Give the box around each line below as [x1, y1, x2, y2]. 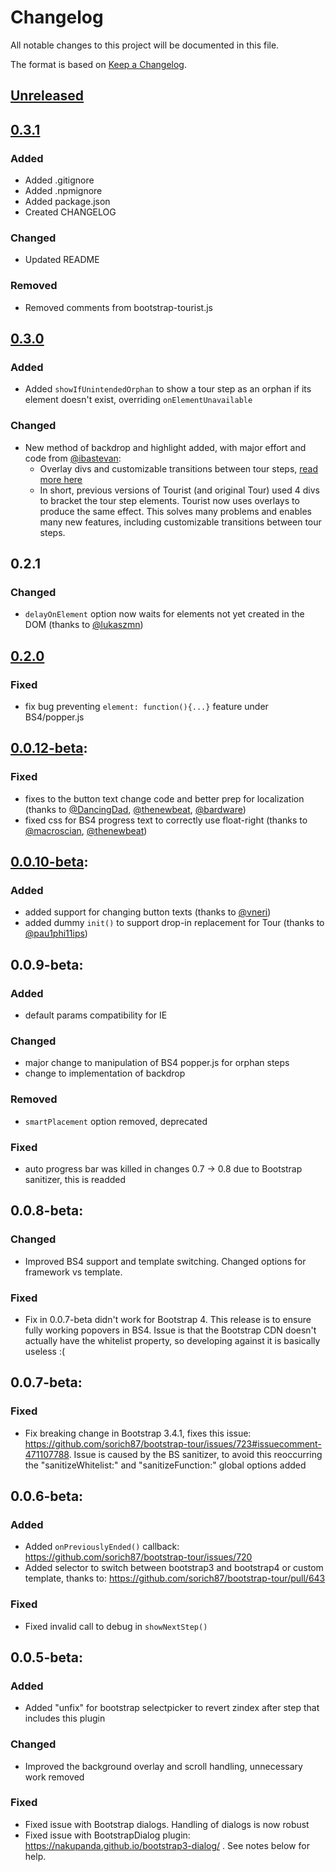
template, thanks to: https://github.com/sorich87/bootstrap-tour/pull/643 [24, 1572, 326, 1585]
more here [39, 473, 83, 485]
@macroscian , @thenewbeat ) [24, 824, 148, 836]
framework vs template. [24, 1266, 123, 1278]
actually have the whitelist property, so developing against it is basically [24, 1334, 321, 1346]
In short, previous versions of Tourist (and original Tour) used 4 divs [39, 484, 320, 496]
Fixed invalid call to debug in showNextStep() [24, 1620, 208, 1632]
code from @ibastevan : [24, 452, 122, 464]
